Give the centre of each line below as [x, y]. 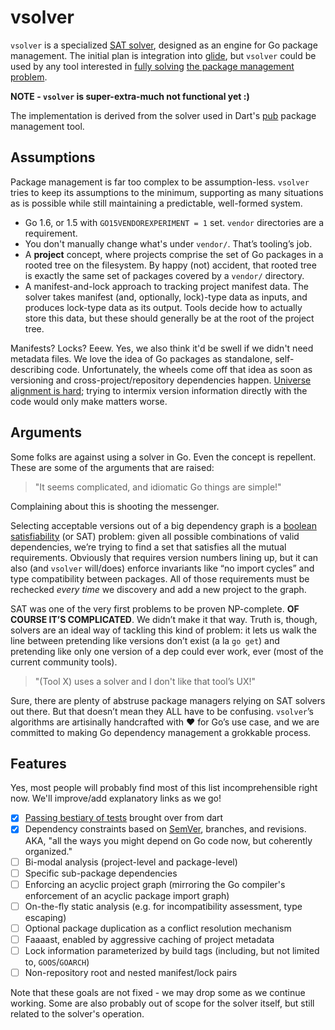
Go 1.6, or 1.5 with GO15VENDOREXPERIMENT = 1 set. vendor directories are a [174, 222]
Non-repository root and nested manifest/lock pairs [131, 972]
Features [38, 763]
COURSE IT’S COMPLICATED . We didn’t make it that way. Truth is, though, [164, 619]
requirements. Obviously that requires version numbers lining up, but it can [164, 557]
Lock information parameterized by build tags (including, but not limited [172, 950]
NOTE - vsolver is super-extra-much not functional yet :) [130, 96]
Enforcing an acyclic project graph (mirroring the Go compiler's [155, 884]
